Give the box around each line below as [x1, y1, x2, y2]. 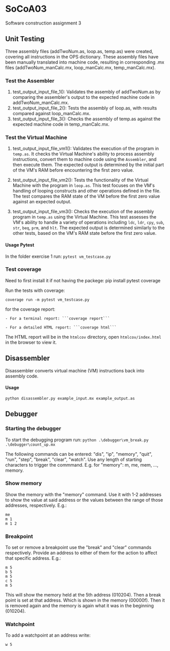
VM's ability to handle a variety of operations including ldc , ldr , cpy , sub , [12, 220, 164, 226]
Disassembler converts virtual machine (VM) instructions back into [5, 367, 145, 373]
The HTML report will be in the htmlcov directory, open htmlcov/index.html [5, 334, 161, 340]
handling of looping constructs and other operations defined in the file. [12, 188, 161, 194]
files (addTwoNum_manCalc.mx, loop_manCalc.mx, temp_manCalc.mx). [5, 64, 156, 70]
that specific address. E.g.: [5, 555, 61, 561]
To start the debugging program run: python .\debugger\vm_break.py [5, 437, 149, 443]
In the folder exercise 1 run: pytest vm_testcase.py [5, 253, 111, 259]
